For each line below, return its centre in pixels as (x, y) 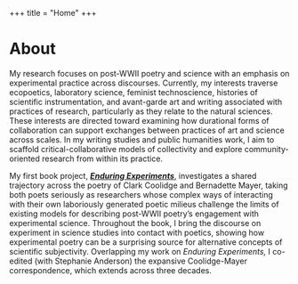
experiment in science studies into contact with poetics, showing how (137, 232)
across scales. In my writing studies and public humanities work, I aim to (142, 139)
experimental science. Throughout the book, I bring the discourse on (135, 223)
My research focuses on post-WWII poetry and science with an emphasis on (149, 73)
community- (266, 149)
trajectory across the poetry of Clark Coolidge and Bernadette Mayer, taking (149, 185)
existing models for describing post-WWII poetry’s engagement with (134, 214)
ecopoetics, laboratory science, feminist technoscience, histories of (133, 92)
